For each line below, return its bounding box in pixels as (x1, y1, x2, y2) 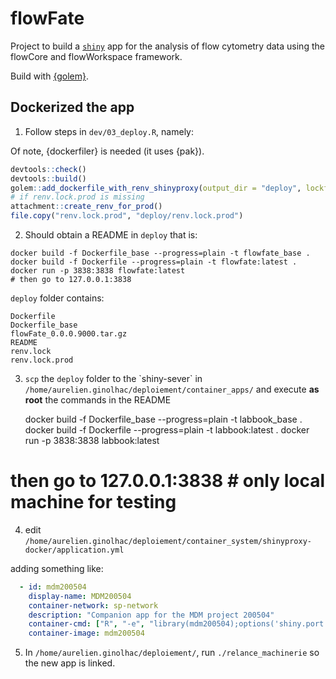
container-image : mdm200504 (28, 628, 145, 639)
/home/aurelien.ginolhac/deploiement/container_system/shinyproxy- (24, 536, 312, 546)
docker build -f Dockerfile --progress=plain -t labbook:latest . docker (24, 424, 310, 436)
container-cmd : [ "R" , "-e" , (28, 619, 145, 629)
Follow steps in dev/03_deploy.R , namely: (24, 125, 194, 137)
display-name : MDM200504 (28, 591, 132, 601)
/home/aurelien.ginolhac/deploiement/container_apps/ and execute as (24, 383, 320, 395)
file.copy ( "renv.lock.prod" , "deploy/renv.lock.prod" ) (10, 211, 244, 221)
